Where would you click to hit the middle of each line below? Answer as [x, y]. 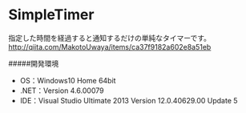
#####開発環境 [34, 63]
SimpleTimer [51, 15]
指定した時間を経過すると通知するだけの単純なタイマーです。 [109, 38]
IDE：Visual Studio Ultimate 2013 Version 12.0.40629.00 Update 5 [129, 100]
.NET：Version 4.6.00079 [62, 91]
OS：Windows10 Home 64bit [68, 80]
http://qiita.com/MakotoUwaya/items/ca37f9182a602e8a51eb [110, 46]
